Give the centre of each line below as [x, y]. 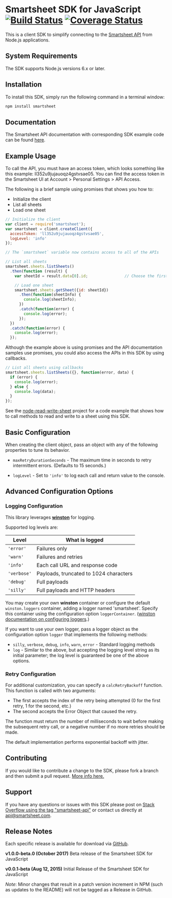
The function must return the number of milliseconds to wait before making [84, 721]
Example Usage [31, 156]
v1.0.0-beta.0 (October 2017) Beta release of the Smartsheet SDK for [79, 853]
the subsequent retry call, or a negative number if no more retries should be [85, 726]
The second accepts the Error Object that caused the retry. [75, 711]
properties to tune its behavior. [38, 450]
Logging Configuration [34, 506]
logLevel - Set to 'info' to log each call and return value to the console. [89, 475]
